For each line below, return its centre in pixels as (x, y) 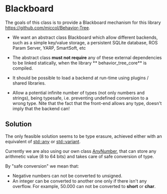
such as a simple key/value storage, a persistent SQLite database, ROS (85, 42)
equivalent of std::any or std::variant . (43, 141)
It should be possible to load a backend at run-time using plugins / (80, 78)
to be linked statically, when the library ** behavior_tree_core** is (80, 63)
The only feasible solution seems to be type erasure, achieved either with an (83, 136)
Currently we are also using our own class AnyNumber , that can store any (81, 151)
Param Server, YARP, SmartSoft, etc (49, 48)
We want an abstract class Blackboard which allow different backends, (85, 37)
